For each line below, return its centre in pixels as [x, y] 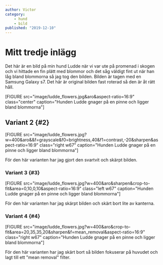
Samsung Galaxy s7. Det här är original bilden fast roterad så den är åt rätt [80, 82]
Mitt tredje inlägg [41, 53]
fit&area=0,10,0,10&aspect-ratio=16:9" [43, 189]
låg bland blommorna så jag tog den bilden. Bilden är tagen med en [73, 76]
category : [15, 14]
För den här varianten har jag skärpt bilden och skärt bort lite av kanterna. [80, 203]
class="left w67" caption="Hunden [118, 189]
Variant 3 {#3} [23, 172]
